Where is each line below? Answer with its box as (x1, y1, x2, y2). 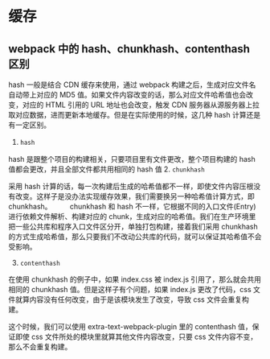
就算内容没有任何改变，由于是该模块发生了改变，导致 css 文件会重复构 (14, 295, 249, 304)
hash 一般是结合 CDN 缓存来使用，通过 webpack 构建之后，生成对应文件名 (8, 80, 256, 89)
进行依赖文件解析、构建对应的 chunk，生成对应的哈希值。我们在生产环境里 (8, 212, 256, 221)
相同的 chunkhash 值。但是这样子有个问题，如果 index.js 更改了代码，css (8, 285, 252, 294)
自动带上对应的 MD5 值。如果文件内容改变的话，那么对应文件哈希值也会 (8, 90, 247, 99)
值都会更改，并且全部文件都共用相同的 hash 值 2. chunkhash (8, 164, 205, 174)
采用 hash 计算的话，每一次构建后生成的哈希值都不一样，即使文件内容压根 (8, 182, 254, 191)
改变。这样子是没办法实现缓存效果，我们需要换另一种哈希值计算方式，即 (14, 192, 255, 201)
